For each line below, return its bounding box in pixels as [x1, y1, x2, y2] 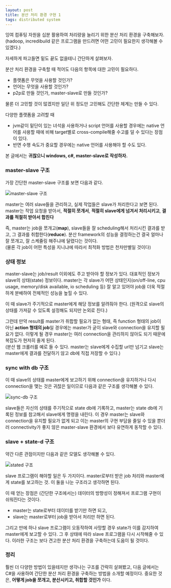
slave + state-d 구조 [5, 438, 55, 446]
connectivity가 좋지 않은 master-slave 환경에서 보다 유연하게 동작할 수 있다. [10, 424, 163, 430]
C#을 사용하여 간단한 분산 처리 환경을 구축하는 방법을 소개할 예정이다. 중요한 [5, 570, 157, 576]
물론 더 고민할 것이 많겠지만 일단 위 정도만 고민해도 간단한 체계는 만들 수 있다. [5, 101, 159, 107]
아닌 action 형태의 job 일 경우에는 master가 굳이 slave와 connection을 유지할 [5, 324, 160, 330]
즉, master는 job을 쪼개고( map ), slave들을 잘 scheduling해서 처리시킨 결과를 [5, 225, 160, 231]
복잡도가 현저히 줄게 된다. [5, 337, 56, 343]
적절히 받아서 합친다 [14, 214, 54, 220]
